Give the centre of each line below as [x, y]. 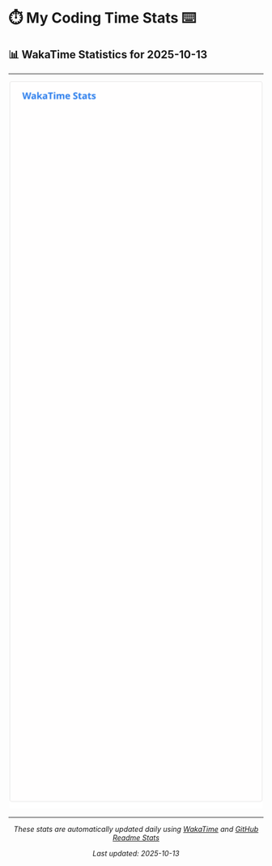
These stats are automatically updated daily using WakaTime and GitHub [136, 830]
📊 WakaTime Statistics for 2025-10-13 [108, 55]
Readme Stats [136, 838]
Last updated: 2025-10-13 [136, 854]
